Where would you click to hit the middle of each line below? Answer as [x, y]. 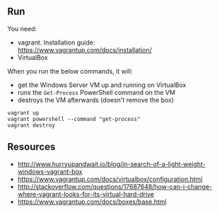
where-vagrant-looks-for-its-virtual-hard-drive [86, 194]
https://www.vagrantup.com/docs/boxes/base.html [92, 202]
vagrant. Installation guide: [56, 42]
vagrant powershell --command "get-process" [74, 119]
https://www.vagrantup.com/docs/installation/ [84, 50]
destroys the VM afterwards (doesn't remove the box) [96, 100]
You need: [22, 28]
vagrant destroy [31, 125]
